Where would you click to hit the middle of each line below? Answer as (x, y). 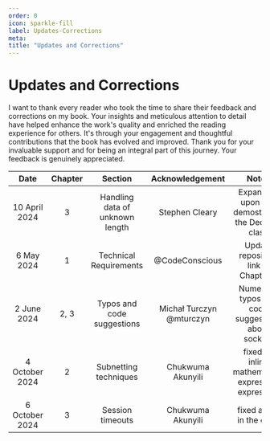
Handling (117, 198)
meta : (17, 38)
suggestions (117, 324)
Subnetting (117, 367)
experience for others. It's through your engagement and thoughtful (121, 133)
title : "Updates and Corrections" (66, 46)
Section (117, 179)
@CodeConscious (188, 260)
